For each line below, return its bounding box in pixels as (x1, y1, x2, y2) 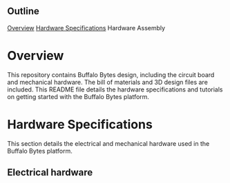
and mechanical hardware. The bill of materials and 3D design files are (7, 78, 209, 86)
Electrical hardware (7, 166, 93, 178)
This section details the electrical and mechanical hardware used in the (7, 139, 210, 147)
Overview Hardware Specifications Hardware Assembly (7, 23, 166, 32)
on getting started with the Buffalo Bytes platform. (7, 92, 150, 100)
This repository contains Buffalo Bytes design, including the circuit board (7, 70, 215, 78)
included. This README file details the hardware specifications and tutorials (7, 85, 223, 94)
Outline (7, 6, 39, 17)
